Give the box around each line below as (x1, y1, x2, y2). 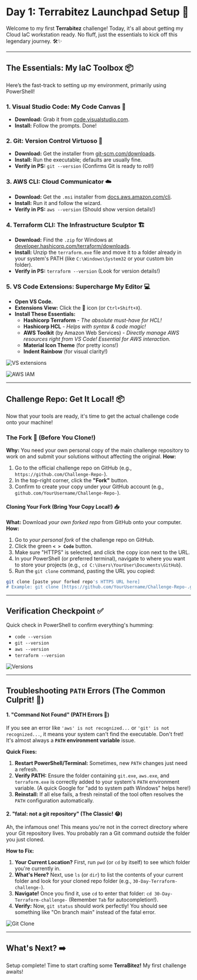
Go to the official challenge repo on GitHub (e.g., (14, 464, 132, 472)
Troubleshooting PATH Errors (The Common (6, 686, 166, 696)
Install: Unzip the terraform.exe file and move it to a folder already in (14, 249, 182, 256)
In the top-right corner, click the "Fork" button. (14, 477, 129, 484)
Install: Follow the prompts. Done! (14, 122, 97, 129)
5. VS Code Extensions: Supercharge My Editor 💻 (6, 282, 151, 290)
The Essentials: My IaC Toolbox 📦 (6, 63, 134, 73)
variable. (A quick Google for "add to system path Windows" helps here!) (14, 784, 191, 791)
